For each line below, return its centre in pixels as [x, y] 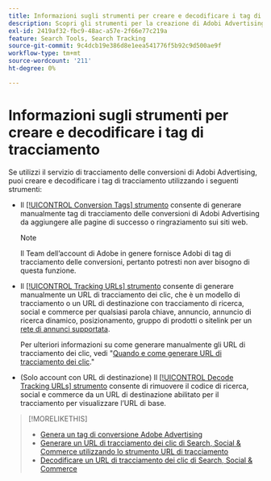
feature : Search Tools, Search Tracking [77, 38]
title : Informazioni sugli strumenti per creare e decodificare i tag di [135, 16]
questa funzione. [48, 270]
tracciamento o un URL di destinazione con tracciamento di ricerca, [132, 303]
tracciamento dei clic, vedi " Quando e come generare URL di [121, 353]
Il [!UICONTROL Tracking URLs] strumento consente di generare [127, 286]
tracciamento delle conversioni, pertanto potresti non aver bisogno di [135, 261]
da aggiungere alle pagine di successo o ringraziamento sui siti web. [134, 222]
